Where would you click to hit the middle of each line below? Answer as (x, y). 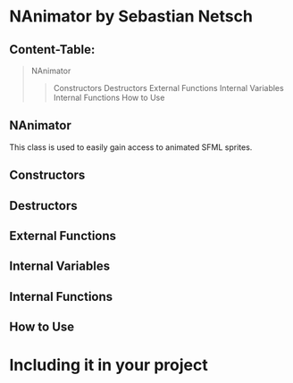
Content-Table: (52, 50)
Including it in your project (109, 366)
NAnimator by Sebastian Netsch (131, 17)
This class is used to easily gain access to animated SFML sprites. (131, 147)
